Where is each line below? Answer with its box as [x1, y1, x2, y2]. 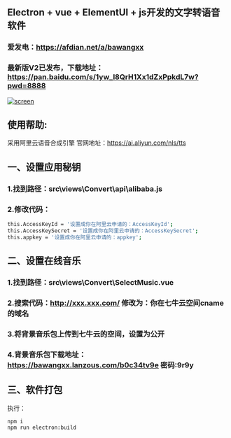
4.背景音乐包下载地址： [7, 349, 86, 359]
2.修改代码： [7, 204, 50, 214]
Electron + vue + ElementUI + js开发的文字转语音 [7, 6, 220, 19]
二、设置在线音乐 [7, 255, 81, 267]
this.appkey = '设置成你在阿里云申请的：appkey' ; [7, 234, 142, 241]
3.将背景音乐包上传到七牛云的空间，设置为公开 [7, 329, 165, 339]
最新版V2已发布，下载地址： [7, 63, 104, 73]
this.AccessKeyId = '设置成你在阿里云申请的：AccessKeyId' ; [7, 221, 174, 228]
